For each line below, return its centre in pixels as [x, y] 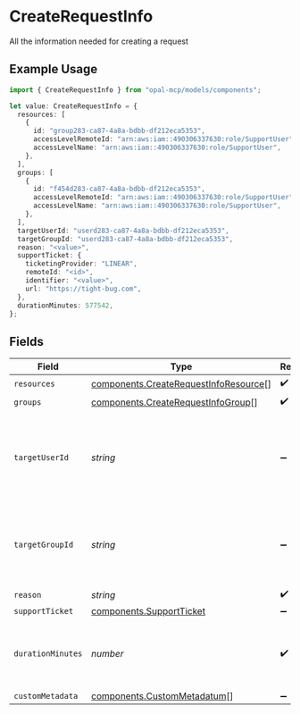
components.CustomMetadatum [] [162, 696]
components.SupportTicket [148, 611]
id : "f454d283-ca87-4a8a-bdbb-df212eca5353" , [119, 189]
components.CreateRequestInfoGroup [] [174, 402]
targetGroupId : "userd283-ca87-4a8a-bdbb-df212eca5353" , [125, 239]
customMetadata [46, 696]
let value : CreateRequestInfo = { [74, 106]
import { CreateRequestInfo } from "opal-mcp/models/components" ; [135, 90]
